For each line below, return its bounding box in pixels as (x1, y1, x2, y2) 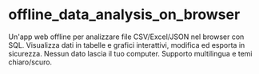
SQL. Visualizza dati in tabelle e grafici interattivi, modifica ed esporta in (8, 40, 245, 49)
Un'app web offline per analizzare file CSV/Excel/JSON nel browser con (8, 32, 245, 41)
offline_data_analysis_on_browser (8, 6, 241, 24)
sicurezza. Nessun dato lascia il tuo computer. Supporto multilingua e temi (8, 49, 253, 58)
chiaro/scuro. (8, 57, 53, 67)
